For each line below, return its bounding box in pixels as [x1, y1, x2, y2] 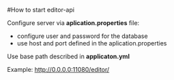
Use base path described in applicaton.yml [7, 52, 130, 60]
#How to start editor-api [7, 6, 75, 14]
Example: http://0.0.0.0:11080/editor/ [7, 66, 110, 73]
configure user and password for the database [16, 32, 148, 40]
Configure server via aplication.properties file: [7, 19, 140, 26]
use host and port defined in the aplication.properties [16, 39, 167, 47]
